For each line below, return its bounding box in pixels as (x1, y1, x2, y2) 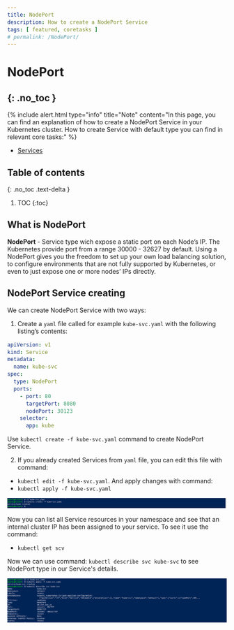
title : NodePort (7, 11, 54, 18)
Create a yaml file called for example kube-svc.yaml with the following (17, 319, 217, 328)
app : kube (25, 423, 54, 430)
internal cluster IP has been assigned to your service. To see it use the (7, 522, 209, 531)
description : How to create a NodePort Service (7, 18, 148, 26)
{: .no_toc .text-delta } (7, 185, 70, 193)
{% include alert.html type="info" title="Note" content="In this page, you (7, 110, 216, 119)
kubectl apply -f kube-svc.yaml (17, 485, 111, 492)
